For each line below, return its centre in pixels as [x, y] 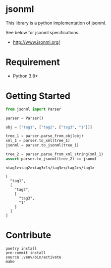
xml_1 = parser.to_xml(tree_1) [38, 141]
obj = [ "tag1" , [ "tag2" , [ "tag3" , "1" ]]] [49, 127]
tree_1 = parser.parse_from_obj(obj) [45, 136]
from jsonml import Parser [33, 109]
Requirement [33, 62]
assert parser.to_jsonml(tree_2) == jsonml [51, 159]
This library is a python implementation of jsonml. [56, 23]
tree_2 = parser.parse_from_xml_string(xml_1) [55, 154]
